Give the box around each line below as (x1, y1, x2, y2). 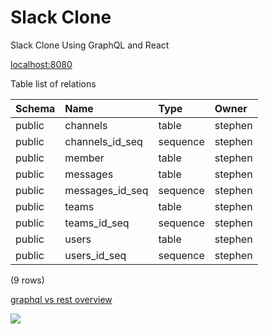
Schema (15, 101, 56, 115)
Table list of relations (10, 77, 97, 90)
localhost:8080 (10, 58, 73, 70)
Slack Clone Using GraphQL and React (10, 39, 170, 51)
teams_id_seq (64, 216, 130, 230)
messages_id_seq (64, 183, 149, 197)
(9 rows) (10, 274, 45, 286)
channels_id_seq (64, 134, 143, 148)
